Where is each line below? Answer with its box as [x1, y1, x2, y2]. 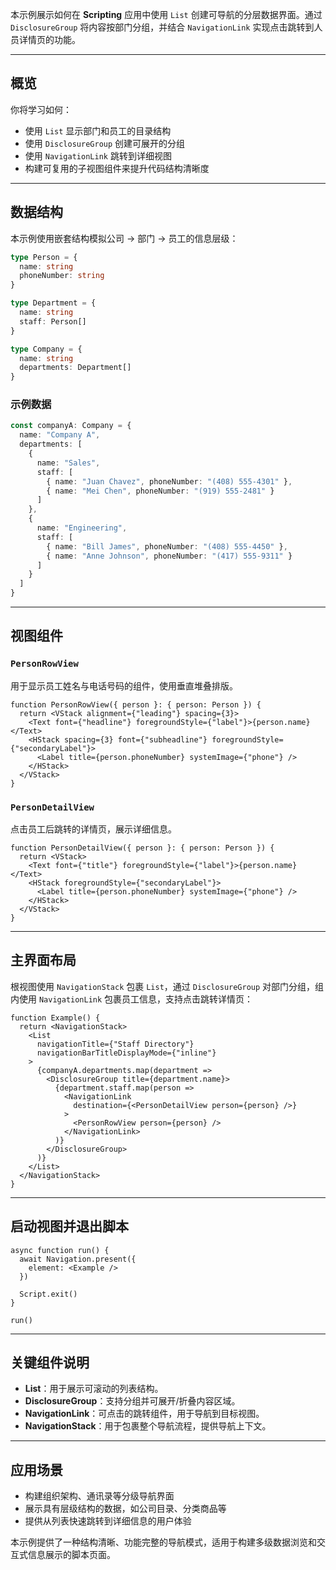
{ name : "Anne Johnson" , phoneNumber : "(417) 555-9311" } [46, 551, 293, 561]
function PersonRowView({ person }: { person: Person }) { [10, 699, 262, 710]
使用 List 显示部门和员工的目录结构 [24, 124, 172, 137]
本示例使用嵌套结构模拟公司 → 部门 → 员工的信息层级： [10, 232, 239, 244]
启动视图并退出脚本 [10, 1218, 129, 1235]
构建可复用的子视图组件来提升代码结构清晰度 [24, 162, 210, 174]
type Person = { [10, 252, 78, 262]
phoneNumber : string [19, 271, 105, 281]
